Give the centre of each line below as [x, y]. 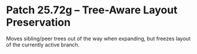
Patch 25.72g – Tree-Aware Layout [92, 10]
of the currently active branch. [43, 45]
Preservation [38, 22]
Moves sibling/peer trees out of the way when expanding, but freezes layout [98, 38]
